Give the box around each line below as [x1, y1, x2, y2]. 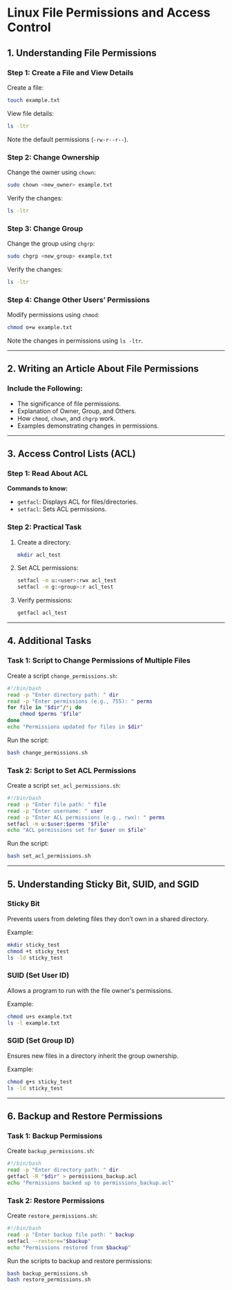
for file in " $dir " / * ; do [7, 704, 81, 711]
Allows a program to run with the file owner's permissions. [7, 986, 173, 994]
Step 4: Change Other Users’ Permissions [7, 295, 151, 305]
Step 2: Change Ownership [7, 152, 100, 162]
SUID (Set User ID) [7, 971, 70, 980]
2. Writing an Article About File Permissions [7, 363, 199, 374]
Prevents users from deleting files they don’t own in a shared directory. [7, 914, 209, 923]
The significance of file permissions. [17, 399, 121, 408]
